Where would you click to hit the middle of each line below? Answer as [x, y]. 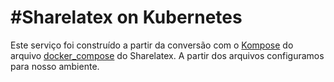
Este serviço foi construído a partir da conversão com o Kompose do [152, 45]
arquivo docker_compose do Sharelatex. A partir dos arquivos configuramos [167, 55]
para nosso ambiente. [55, 66]
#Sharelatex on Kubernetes [126, 17]
